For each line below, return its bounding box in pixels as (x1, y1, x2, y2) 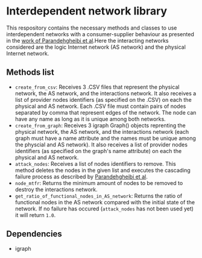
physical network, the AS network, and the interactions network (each (14, 128, 189, 135)
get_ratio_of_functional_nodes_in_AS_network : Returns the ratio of (14, 192, 183, 200)
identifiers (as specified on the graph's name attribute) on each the (14, 147, 182, 154)
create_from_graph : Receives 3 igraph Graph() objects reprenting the (14, 122, 186, 129)
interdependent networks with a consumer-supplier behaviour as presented (6, 30, 194, 37)
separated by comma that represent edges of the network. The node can (14, 109, 197, 116)
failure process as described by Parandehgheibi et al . (14, 173, 148, 180)
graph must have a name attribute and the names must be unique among (14, 134, 196, 142)
